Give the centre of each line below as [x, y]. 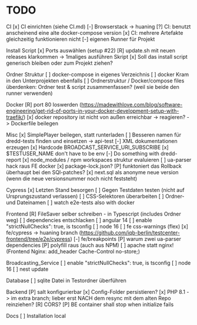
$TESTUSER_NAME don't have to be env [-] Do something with [83, 153]
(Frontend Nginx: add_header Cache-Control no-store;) [73, 251]
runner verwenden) [29, 93]
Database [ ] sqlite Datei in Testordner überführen [66, 280]
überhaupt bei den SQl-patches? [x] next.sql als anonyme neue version [92, 172]
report [14, 160]
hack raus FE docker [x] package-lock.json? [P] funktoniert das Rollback [94, 166]
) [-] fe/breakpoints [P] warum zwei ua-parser [126, 238]
